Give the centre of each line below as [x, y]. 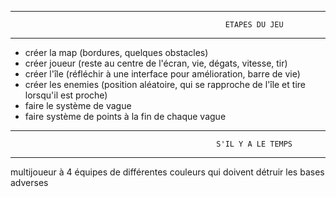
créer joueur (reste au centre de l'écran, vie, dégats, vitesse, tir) [156, 63]
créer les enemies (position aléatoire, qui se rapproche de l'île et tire [165, 84]
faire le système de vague [78, 105]
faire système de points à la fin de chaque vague [125, 116]
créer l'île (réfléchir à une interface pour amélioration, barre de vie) [162, 74]
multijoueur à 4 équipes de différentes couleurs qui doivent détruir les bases [167, 172]
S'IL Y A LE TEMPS [254, 144]
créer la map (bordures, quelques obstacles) [116, 52]
